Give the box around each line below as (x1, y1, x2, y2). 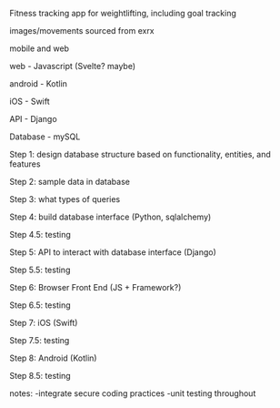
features (9, 158, 41, 169)
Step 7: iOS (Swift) (9, 318, 78, 328)
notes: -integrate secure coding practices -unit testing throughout (9, 388, 256, 399)
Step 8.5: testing (9, 371, 71, 381)
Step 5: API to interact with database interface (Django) (9, 247, 216, 258)
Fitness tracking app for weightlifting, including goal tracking (9, 8, 236, 18)
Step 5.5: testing (9, 264, 71, 275)
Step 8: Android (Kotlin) (9, 352, 97, 363)
